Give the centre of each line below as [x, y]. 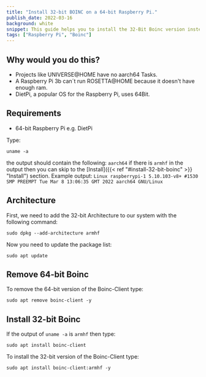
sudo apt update [27, 255]
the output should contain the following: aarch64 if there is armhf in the [95, 163]
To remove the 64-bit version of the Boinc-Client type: [75, 289]
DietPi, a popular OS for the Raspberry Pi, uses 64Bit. [82, 94]
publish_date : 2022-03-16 [39, 18]
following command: [32, 222]
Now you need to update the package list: [59, 244]
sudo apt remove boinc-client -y [49, 301]
